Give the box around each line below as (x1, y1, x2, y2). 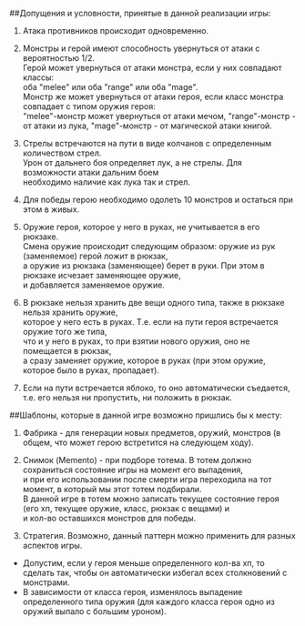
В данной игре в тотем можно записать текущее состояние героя (22, 493, 280, 504)
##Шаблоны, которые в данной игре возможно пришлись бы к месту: (9, 409, 282, 420)
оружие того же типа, (22, 327, 107, 337)
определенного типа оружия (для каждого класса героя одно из (22, 596, 275, 607)
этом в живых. (22, 204, 80, 215)
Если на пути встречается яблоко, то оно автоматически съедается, (22, 382, 290, 393)
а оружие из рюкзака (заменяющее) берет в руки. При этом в (22, 260, 266, 271)
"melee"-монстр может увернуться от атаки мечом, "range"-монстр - (22, 111, 296, 121)
